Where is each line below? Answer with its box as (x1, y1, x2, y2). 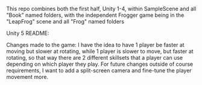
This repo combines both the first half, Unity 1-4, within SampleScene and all (6, 5, 197, 12)
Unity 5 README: (6, 30, 49, 37)
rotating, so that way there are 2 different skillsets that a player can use (6, 54, 183, 61)
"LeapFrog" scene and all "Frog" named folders (6, 18, 125, 25)
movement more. (6, 74, 49, 80)
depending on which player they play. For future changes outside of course (6, 60, 194, 68)
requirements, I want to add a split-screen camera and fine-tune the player (6, 67, 192, 74)
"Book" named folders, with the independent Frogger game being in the (6, 11, 185, 19)
